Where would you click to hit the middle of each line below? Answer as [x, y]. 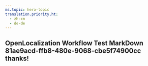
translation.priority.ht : [31, 14]
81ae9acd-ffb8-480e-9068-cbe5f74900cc [73, 51]
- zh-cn [17, 19]
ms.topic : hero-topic [27, 10]
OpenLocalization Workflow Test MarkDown [74, 43]
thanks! [17, 58]
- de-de [17, 23]
